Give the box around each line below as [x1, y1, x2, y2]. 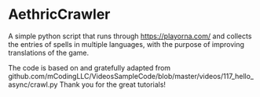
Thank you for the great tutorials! [59, 80, 167, 89]
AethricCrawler [8, 5, 111, 23]
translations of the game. [8, 48, 89, 57]
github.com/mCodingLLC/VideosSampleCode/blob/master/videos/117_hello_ [8, 71, 254, 81]
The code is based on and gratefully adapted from [8, 63, 171, 72]
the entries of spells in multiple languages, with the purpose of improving [8, 39, 245, 48]
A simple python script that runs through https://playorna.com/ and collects [8, 31, 252, 41]
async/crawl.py [8, 80, 58, 89]
